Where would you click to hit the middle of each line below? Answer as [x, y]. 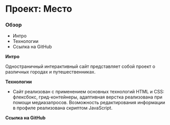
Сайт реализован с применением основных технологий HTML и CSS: [88, 92]
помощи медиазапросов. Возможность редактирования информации [89, 103]
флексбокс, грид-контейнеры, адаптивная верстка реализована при [87, 97]
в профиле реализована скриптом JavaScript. [63, 108]
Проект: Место [39, 9]
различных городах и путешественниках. [51, 72]
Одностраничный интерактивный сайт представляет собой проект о [80, 66]
